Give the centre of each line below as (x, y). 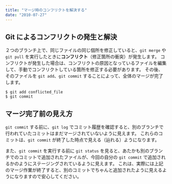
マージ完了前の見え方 (39, 114)
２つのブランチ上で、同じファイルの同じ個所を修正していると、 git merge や (86, 50)
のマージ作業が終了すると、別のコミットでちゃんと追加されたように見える (84, 170)
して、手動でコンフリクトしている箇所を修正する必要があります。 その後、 (84, 69)
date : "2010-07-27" (26, 15)
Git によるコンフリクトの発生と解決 (61, 37)
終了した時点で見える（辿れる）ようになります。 (108, 140)
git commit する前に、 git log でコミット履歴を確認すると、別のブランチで (84, 127)
